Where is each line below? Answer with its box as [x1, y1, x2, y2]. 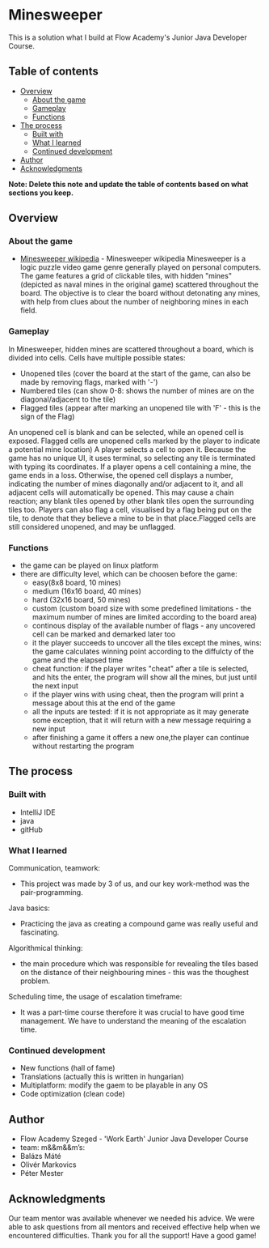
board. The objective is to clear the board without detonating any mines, [19, 288, 261, 298]
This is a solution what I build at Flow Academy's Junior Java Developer [8, 32, 248, 42]
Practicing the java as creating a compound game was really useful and [19, 919, 258, 929]
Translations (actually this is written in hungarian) [19, 1071, 184, 1082]
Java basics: [8, 903, 51, 913]
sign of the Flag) [19, 411, 75, 421]
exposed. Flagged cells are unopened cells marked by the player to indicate [8, 436, 261, 445]
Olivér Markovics [19, 1160, 77, 1169]
